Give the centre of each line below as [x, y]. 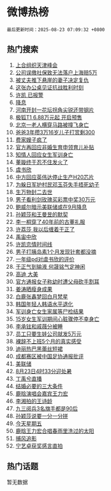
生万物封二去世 [34, 192]
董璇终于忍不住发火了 [41, 162]
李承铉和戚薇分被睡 [39, 326]
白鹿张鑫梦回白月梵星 [41, 296]
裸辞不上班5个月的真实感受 [49, 341]
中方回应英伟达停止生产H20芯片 [55, 177]
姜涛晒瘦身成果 [34, 289]
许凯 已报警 [29, 95]
